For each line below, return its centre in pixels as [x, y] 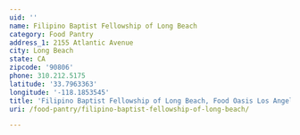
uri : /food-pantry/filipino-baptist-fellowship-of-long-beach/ [129, 109]
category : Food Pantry [51, 34]
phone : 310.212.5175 [48, 76]
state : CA [28, 59]
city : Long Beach [42, 51]
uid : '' [24, 17]
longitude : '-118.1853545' [59, 92]
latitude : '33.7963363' [54, 84]
